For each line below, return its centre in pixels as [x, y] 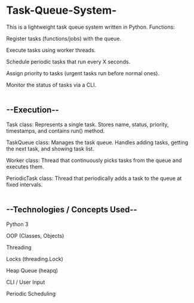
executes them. [25, 166]
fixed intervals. [24, 184]
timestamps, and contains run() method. [56, 131]
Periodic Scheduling [31, 293]
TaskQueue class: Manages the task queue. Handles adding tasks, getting [97, 142]
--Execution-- [33, 110]
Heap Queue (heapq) [32, 270]
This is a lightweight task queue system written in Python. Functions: [90, 27]
